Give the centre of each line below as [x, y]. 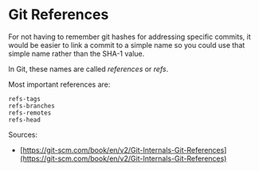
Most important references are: [59, 84]
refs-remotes [30, 113]
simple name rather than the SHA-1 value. [77, 53]
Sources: [23, 134]
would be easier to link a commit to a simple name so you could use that [127, 45]
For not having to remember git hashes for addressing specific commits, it [129, 37]
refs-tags [25, 99]
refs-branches [32, 106]
